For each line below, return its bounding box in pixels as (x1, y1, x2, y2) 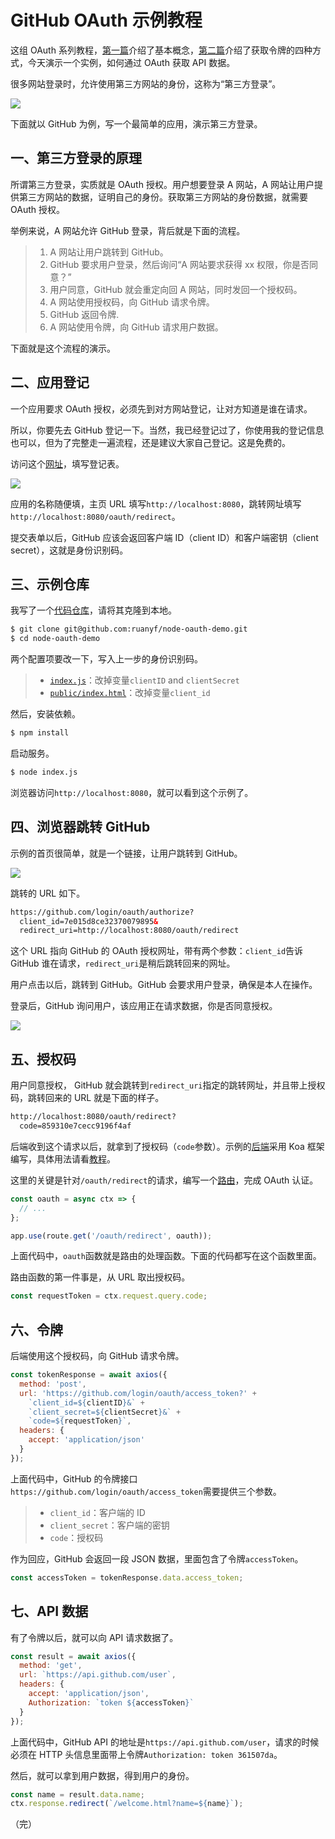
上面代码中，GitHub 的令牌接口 (10, 1472, 138, 1485)
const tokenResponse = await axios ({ (10, 1370, 168, 1380)
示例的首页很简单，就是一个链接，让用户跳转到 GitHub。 (10, 847, 243, 859)
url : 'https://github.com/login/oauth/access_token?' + (19, 1388, 257, 1398)
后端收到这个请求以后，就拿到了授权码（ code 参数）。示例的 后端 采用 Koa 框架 (10, 1140, 325, 1152)
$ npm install (10, 728, 70, 738)
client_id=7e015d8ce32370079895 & (19, 916, 159, 926)
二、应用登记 (10, 374, 90, 391)
